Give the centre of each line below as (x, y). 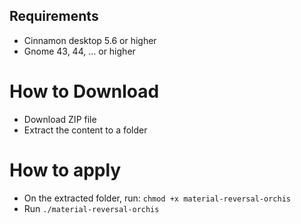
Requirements (54, 16)
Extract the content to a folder (85, 130)
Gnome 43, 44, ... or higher (79, 51)
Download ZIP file (60, 119)
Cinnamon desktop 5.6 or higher (90, 40)
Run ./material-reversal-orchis (91, 208)
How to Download (84, 91)
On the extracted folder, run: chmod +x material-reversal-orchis (157, 198)
